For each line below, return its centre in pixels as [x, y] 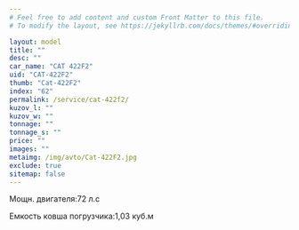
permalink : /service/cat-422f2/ [69, 99]
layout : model [36, 42]
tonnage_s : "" [36, 133]
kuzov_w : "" [31, 116]
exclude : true [36, 165]
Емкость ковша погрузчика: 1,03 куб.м [81, 216]
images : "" [29, 149]
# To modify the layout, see [63, 26]
